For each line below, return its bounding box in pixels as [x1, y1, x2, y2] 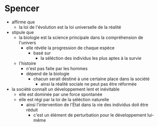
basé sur [33, 50, 51, 56]
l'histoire [18, 60, 36, 66]
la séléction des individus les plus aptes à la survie [40, 55, 142, 61]
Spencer [4, 3, 40, 14]
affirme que [11, 19, 35, 25]
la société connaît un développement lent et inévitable [11, 86, 120, 92]
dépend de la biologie [26, 71, 70, 76]
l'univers [18, 39, 36, 45]
